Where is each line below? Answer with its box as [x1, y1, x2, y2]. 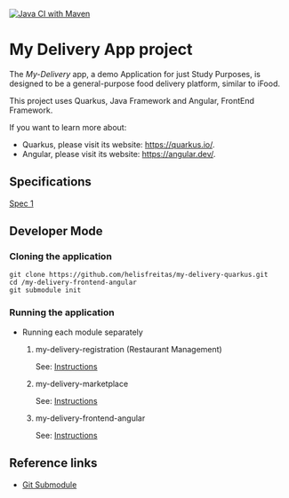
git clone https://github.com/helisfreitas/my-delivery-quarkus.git [9, 271, 269, 280]
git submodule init [9, 286, 82, 295]
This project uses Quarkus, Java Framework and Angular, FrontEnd [9, 95, 255, 106]
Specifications [9, 174, 92, 190]
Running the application [9, 306, 115, 319]
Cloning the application [9, 250, 113, 263]
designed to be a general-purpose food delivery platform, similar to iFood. [9, 78, 280, 89]
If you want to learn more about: [9, 122, 127, 132]
